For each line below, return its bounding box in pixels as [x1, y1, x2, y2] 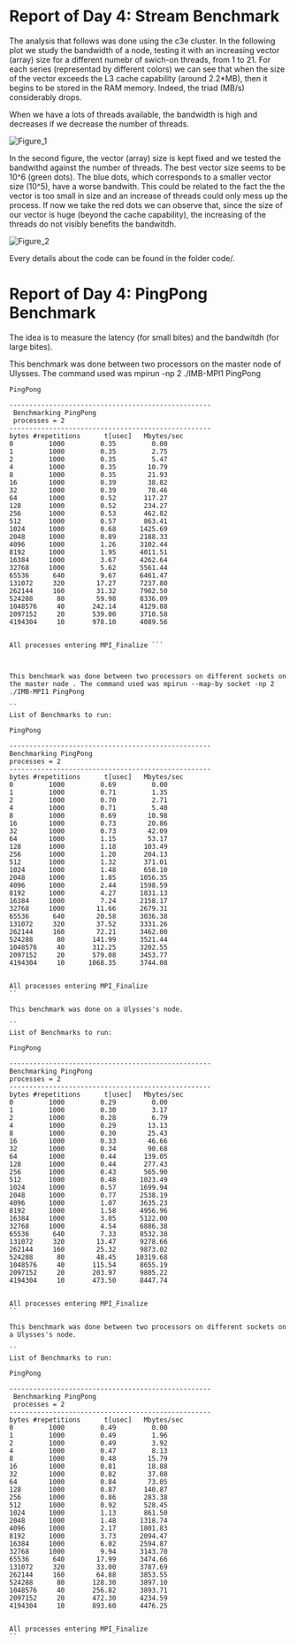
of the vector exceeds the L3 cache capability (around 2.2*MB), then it [9, 73, 268, 83]
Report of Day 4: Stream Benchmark [9, 6, 280, 27]
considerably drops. [9, 91, 82, 103]
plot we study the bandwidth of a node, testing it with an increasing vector [9, 44, 280, 55]
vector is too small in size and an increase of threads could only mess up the [9, 190, 288, 201]
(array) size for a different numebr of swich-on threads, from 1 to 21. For [9, 54, 271, 65]
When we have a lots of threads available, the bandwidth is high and [9, 109, 258, 120]
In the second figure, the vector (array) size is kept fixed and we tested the [9, 152, 281, 163]
